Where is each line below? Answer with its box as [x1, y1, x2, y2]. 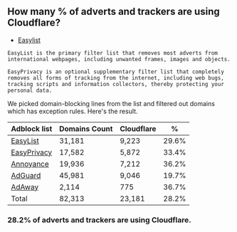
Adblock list [11, 124, 53, 134]
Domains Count [59, 124, 113, 134]
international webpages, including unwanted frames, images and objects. [7, 56, 231, 63]
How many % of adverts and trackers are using [7, 6, 220, 18]
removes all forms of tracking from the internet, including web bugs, [7, 74, 224, 81]
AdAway [11, 181, 39, 191]
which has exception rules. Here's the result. [7, 107, 138, 115]
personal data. [7, 87, 53, 94]
